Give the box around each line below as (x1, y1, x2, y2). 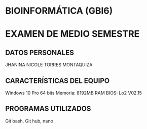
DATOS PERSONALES (5, 48, 75, 57)
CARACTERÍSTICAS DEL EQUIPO (5, 76, 110, 85)
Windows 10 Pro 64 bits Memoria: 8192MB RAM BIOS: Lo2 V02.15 (5, 90, 142, 96)
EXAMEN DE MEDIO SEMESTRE (5, 28, 140, 40)
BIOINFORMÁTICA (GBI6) (5, 5, 113, 17)
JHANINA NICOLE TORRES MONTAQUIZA (5, 62, 93, 68)
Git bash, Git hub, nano (5, 118, 53, 124)
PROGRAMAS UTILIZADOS (5, 104, 91, 113)
